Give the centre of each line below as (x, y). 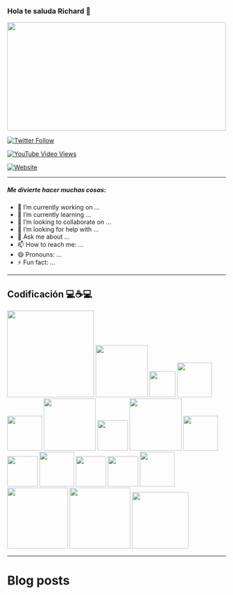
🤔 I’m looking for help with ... (58, 230)
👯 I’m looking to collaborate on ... (64, 222)
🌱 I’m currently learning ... (54, 215)
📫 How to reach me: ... (50, 245)
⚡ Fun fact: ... (36, 262)
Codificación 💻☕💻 (50, 294)
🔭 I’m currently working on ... (58, 207)
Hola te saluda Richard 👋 (49, 11)
